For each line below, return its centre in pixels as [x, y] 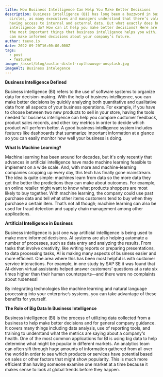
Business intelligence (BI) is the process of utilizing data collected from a [78, 318]
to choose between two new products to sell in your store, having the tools [80, 112]
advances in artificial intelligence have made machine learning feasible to [78, 162]
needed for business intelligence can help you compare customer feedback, [81, 117]
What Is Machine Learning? [33, 147]
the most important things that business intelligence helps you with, [83, 32]
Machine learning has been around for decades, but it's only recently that [78, 157]
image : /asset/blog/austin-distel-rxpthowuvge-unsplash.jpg [67, 64]
